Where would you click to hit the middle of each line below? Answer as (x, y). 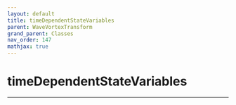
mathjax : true (28, 47)
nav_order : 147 (29, 40)
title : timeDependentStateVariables (61, 20)
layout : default (31, 14)
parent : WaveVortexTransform (50, 27)
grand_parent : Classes (40, 33)
